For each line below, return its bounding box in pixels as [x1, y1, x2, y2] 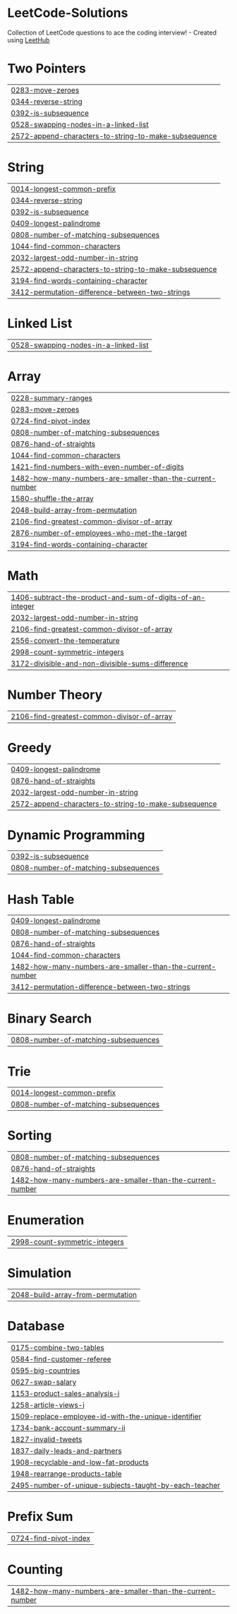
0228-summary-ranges [11, 393, 93, 403]
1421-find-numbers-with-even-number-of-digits [11, 462, 185, 471]
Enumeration [7, 1212, 85, 1229]
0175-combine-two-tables [11, 1343, 104, 1352]
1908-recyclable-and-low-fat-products [11, 1457, 150, 1467]
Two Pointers [7, 61, 87, 77]
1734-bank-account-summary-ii [11, 1423, 126, 1433]
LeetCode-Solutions [7, 5, 128, 21]
